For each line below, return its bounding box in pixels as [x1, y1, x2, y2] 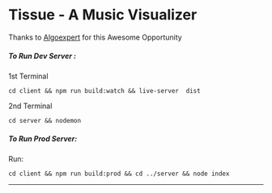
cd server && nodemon [8, 116, 82, 124]
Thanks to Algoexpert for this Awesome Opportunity [8, 32, 182, 42]
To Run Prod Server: [8, 133, 78, 143]
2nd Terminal [8, 101, 53, 111]
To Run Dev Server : [8, 51, 77, 61]
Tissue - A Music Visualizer [8, 6, 198, 24]
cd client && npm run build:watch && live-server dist [8, 86, 201, 94]
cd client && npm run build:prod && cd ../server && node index [8, 170, 230, 178]
